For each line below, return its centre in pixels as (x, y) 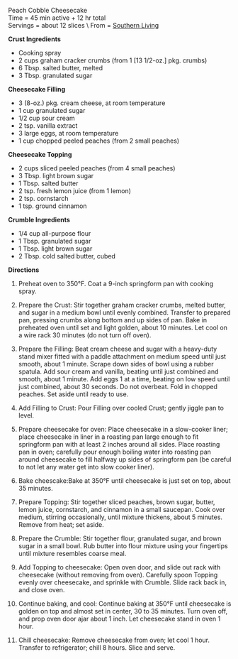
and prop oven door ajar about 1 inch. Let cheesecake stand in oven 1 (119, 619)
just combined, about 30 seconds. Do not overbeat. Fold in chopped (118, 387)
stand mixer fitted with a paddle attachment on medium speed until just (122, 356)
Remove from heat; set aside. (61, 524)
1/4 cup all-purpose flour (55, 233)
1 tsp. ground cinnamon (52, 206)
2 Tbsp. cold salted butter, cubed (67, 256)
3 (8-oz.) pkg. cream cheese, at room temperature (92, 103)
